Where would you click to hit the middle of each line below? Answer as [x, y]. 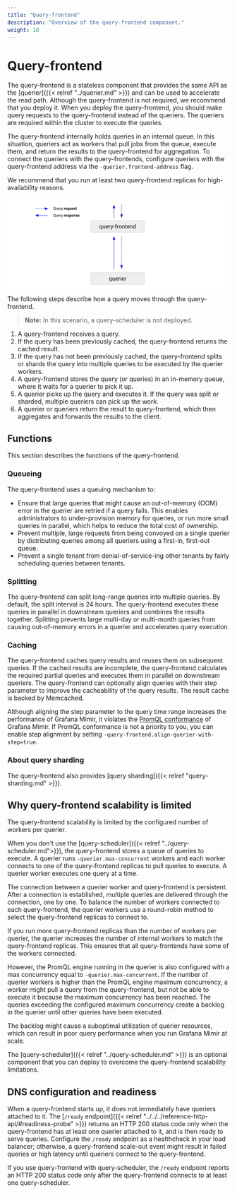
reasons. [53, 188]
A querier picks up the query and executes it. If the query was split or [118, 394]
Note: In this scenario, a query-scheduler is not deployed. [108, 320]
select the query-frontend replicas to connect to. [78, 917]
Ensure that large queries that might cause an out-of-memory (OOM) [117, 503]
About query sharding [46, 760]
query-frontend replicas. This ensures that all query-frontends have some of [118, 946]
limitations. [23, 1070]
